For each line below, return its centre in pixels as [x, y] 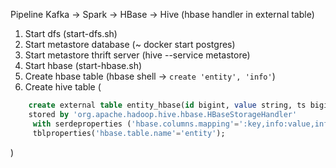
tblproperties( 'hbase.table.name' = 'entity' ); [129, 133]
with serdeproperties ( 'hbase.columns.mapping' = [136, 124]
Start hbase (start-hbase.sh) [83, 65]
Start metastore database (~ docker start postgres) [130, 44]
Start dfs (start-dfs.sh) [71, 33]
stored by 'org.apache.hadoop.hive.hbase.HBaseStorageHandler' [163, 114]
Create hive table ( [63, 87]
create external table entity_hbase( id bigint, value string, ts [167, 105]
